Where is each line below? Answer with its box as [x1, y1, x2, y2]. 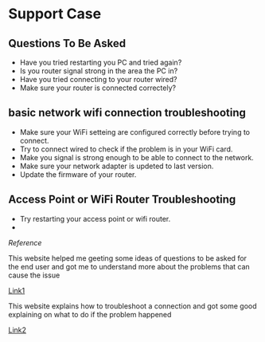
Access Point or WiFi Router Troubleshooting [8, 193, 236, 206]
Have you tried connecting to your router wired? [19, 75, 177, 84]
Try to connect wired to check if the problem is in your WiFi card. [19, 144, 233, 154]
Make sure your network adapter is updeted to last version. [19, 161, 214, 171]
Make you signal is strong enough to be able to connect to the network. [19, 152, 255, 162]
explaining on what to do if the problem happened [8, 309, 172, 319]
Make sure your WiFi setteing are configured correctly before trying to [19, 127, 251, 136]
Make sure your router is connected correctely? [19, 83, 177, 92]
